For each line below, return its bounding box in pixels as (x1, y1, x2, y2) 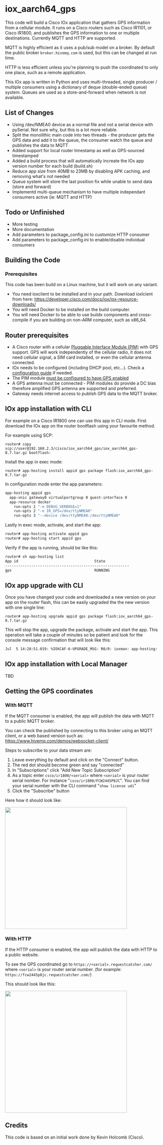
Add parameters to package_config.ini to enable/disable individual (12, 236, 145, 242)
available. (5, 94, 24, 100)
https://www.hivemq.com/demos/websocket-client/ (5, 737, 109, 744)
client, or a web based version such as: (5, 733, 84, 738)
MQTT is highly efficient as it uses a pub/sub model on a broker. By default (5, 44, 155, 50)
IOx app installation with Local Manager (5, 660, 128, 668)
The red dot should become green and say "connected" (12, 762, 124, 768)
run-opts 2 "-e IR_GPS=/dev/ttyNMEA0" (14, 508, 92, 514)
